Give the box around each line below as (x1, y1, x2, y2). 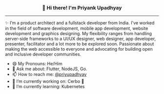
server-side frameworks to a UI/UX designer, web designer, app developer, (5, 36, 156, 42)
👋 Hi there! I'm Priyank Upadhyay (42, 4, 122, 11)
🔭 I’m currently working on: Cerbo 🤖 (12, 78, 84, 84)
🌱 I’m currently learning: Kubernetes (12, 84, 85, 90)
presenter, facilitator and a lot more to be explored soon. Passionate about (5, 41, 154, 47)
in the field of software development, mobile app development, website (5, 25, 148, 31)
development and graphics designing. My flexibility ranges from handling (5, 31, 152, 37)
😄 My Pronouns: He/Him (12, 61, 62, 67)
